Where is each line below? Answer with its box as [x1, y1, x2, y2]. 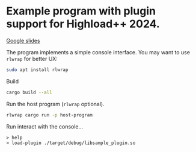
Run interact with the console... [6, 122, 84, 130]
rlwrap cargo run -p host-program [6, 112, 93, 118]
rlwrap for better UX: [6, 55, 58, 62]
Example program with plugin [6, 4, 156, 18]
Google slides [6, 37, 40, 44]
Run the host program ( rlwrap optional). [6, 100, 105, 107]
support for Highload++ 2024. [6, 17, 161, 31]
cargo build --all [6, 89, 52, 95]
